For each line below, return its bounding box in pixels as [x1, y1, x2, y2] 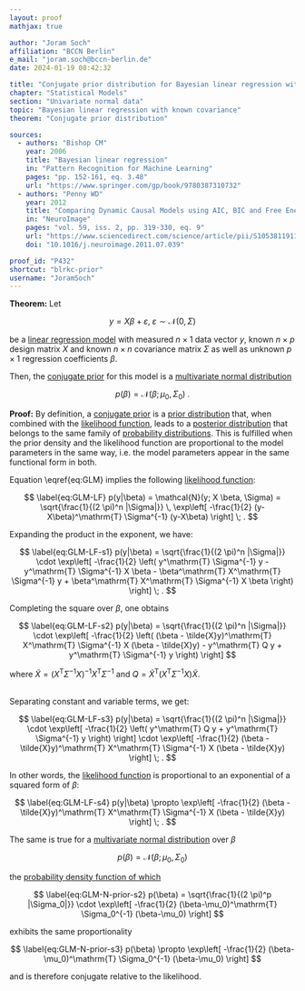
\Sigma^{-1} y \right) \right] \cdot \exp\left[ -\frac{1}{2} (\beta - [35, 733, 270, 744]
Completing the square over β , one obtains [9, 603, 170, 614]
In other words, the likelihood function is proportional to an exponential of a [9, 769, 290, 780]
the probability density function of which [9, 871, 162, 882]
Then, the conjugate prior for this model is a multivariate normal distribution [9, 371, 292, 382]
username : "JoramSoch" [9, 274, 95, 283]
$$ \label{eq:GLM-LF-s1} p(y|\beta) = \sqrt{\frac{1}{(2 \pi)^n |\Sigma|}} [19, 546, 286, 557]
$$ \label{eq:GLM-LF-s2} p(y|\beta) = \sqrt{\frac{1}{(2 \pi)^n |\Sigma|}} [18, 620, 287, 632]
